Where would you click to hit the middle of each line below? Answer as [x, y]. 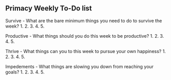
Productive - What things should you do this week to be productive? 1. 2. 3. [85, 36]
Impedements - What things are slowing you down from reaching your [80, 66]
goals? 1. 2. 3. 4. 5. [25, 72]
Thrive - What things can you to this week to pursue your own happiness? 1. [85, 51]
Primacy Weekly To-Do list [49, 8]
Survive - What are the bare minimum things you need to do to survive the [84, 20]
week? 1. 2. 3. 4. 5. [25, 26]
